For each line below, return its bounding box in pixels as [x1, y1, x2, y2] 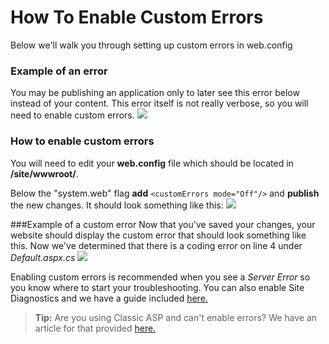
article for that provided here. [34, 322, 157, 334]
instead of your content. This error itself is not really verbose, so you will [10, 97, 309, 110]
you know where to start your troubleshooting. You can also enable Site [10, 281, 305, 293]
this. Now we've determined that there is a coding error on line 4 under [10, 239, 303, 251]
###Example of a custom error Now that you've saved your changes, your [10, 218, 316, 230]
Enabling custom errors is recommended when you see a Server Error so [10, 271, 311, 283]
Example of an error [10, 64, 108, 78]
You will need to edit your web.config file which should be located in [10, 157, 294, 169]
